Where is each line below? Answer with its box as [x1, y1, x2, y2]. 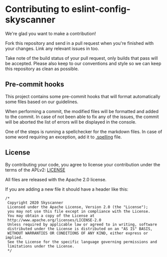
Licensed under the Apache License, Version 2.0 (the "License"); [7, 204, 149, 210]
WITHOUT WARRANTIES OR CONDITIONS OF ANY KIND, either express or [7, 231, 149, 236]
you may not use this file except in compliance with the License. [7, 209, 151, 214]
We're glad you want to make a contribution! [5, 30, 96, 36]
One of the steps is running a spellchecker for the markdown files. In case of [5, 128, 163, 134]
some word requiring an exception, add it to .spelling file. [5, 133, 122, 140]
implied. [5, 235, 23, 240]
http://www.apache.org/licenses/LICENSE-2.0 [7, 218, 101, 223]
